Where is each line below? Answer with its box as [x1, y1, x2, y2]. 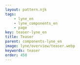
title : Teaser [5, 35, 34, 40]
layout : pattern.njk [5, 7, 47, 12]
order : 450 [5, 52, 27, 58]
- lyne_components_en [14, 21, 58, 26]
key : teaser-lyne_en [5, 30, 47, 35]
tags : [5, 12, 16, 17]
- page [14, 25, 27, 30]
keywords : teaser [5, 48, 40, 53]
